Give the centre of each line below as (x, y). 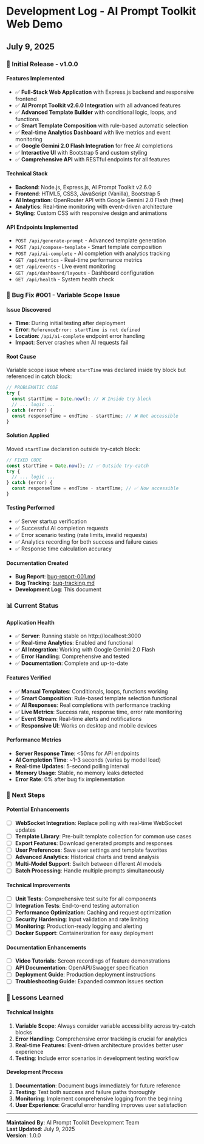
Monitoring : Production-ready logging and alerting (79, 926)
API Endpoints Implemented (42, 227)
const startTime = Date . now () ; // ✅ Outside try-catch (78, 466)
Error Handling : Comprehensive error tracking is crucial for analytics (101, 1039)
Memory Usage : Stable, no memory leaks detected (79, 773)
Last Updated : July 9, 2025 (41, 1129)
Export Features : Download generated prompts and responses (94, 843)
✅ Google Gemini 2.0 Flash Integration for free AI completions (94, 146)
